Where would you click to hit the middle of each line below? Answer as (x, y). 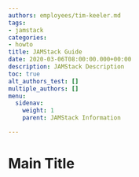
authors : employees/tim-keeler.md (65, 15)
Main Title (41, 164)
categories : (27, 37)
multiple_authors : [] (44, 88)
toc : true (24, 74)
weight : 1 (38, 111)
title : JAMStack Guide (45, 52)
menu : (17, 96)
